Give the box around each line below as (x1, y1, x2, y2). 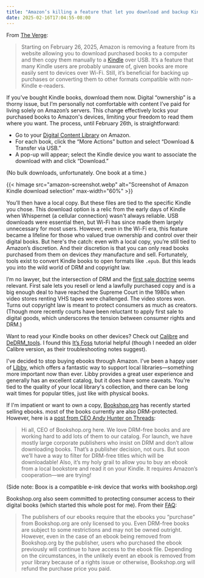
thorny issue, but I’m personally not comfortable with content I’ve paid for (6, 100, 190, 107)
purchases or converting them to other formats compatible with (21, 75, 180, 83)
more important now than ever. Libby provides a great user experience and (6, 370, 194, 377)
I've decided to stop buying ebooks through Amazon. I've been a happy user (6, 357, 198, 364)
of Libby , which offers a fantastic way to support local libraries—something (6, 363, 194, 371)
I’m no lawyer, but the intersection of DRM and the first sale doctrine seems (6, 275, 195, 283)
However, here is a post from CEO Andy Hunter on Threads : (6, 414, 156, 422)
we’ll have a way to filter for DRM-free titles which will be (21, 451, 164, 459)
